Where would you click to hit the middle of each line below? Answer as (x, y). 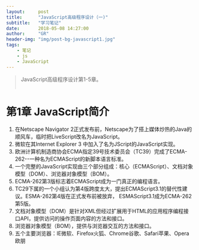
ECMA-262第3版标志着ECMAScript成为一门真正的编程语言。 (89, 182)
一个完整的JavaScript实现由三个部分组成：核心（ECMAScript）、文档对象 (104, 167)
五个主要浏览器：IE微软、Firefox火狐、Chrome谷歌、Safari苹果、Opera (102, 233)
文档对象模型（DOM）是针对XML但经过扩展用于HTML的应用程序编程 (99, 211)
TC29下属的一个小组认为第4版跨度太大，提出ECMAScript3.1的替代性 (98, 189)
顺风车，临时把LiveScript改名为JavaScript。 (69, 137)
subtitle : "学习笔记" (34, 23)
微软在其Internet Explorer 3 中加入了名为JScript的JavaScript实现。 (97, 144)
